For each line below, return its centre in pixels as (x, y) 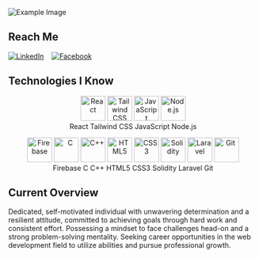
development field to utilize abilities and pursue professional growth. (120, 245)
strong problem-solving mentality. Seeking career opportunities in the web (130, 237)
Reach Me (33, 37)
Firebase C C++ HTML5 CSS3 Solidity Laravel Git (133, 168)
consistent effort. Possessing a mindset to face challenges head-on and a (129, 229)
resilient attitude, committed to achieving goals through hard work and (123, 220)
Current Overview (53, 193)
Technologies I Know (61, 81)
